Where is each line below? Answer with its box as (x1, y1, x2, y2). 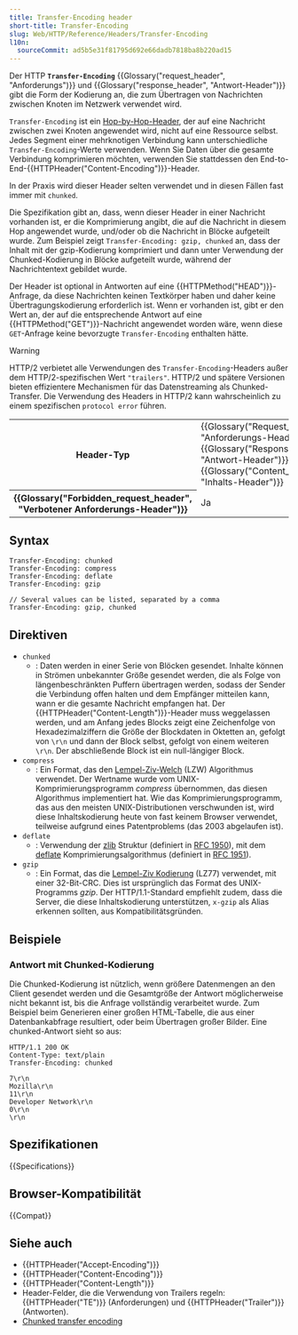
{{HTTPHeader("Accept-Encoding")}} (21, 1259, 160, 1270)
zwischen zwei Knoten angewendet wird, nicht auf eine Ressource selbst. (9, 125, 278, 136)
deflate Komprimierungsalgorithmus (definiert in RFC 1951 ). (35, 850, 252, 860)
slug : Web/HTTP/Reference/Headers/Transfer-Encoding (9, 29, 208, 38)
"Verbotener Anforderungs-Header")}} (17, 503, 188, 516)
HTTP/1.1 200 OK (9, 1043, 69, 1051)
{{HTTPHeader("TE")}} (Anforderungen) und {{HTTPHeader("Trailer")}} (21, 1297, 285, 1307)
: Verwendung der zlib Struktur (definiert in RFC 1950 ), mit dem (35, 840, 266, 851)
